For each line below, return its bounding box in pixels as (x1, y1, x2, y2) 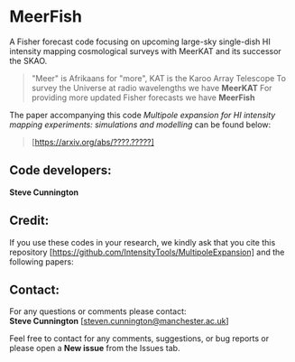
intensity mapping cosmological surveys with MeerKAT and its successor (9, 45, 281, 56)
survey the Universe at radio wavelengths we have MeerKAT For (31, 82, 272, 93)
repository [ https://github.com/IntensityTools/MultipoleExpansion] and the (9, 246, 285, 257)
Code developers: (9, 162, 112, 178)
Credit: (9, 213, 50, 228)
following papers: (9, 255, 74, 267)
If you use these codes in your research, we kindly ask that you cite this (9, 237, 276, 247)
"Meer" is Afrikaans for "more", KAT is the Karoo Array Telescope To (31, 72, 287, 83)
